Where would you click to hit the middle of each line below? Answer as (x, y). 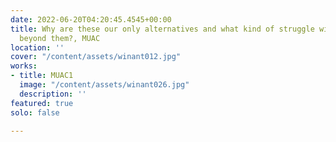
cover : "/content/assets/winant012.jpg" (96, 57)
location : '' (37, 47)
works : (24, 66)
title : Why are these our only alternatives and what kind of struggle (162, 29)
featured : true (42, 103)
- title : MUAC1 (42, 76)
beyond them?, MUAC (60, 38)
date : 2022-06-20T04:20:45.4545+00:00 (91, 19)
